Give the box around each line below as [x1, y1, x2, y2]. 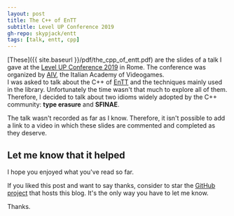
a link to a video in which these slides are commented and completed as [7, 121, 216, 130]
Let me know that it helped [7, 149, 125, 161]
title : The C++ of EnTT [7, 17, 77, 24]
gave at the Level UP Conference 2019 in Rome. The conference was [7, 63, 207, 72]
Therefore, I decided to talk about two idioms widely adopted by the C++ [7, 93, 217, 102]
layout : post [7, 10, 46, 18]
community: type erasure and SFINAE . [7, 100, 120, 109]
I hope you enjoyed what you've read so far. [7, 168, 135, 176]
